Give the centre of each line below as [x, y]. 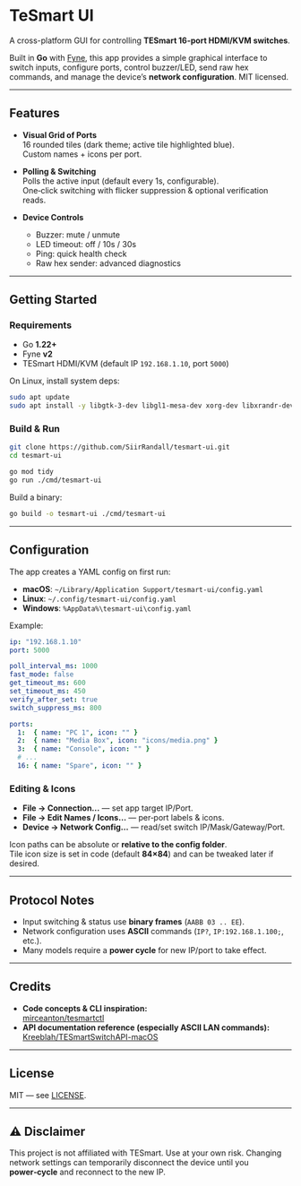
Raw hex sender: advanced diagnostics [108, 263]
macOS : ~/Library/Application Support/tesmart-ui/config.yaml [143, 589]
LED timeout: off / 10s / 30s [86, 244]
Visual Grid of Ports [59, 134]
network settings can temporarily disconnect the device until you [129, 1163]
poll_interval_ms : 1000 [54, 666]
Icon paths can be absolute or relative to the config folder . [118, 845]
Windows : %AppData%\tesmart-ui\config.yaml [107, 608]
